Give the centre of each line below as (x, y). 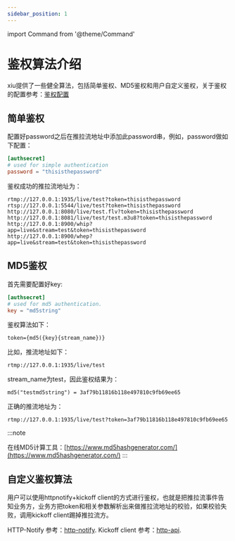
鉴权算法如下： (29, 325)
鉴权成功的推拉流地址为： (44, 186)
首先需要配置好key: (35, 284)
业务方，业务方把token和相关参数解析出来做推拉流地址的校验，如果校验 (117, 507)
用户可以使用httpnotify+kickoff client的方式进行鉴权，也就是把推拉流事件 (113, 497)
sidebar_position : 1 (38, 14)
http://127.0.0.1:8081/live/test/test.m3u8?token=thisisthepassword (110, 218)
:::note (17, 433)
